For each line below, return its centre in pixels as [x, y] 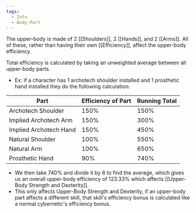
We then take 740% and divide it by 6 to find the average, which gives [99, 173]
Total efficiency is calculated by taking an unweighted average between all [96, 63]
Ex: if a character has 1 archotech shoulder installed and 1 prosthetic [97, 80]
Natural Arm [26, 149]
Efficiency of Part [106, 101]
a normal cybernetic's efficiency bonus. [62, 204]
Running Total [157, 101]
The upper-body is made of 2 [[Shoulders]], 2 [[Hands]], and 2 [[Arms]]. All [97, 39]
